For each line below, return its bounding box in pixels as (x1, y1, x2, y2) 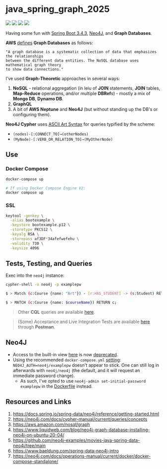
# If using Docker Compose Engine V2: (5, 185, 86, 191)
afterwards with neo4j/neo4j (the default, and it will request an (12, 367, 140, 373)
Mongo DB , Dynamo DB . (12, 95, 63, 101)
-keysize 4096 (10, 245, 39, 250)
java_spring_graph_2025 (5, 3, 110, 15)
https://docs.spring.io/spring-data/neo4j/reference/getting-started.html (12, 411, 160, 417)
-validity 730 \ (10, 241, 44, 246)
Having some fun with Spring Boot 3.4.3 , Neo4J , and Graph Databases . (5, 30, 153, 36)
